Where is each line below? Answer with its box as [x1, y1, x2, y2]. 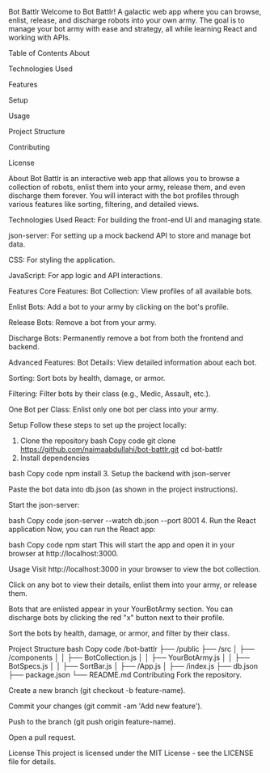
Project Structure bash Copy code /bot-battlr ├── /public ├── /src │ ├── [8, 644, 255, 653]
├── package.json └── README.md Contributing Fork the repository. [8, 670, 243, 679]
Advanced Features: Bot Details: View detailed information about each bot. [8, 357, 257, 367]
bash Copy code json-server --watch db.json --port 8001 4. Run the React [8, 516, 256, 525]
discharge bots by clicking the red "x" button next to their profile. [8, 613, 225, 622]
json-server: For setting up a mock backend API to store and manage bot [8, 230, 251, 240]
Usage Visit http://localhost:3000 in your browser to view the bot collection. [8, 564, 261, 573]
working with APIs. [8, 32, 71, 42]
